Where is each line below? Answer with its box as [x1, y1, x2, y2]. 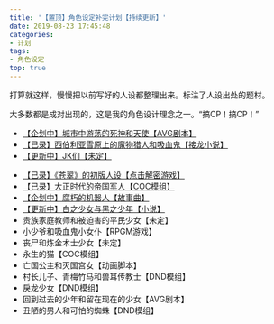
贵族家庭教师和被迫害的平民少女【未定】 [22, 214, 173, 226]
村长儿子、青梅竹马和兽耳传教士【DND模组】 [22, 271, 191, 282]
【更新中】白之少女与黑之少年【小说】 [22, 203, 165, 214]
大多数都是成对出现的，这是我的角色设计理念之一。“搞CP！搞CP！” [9, 108, 260, 119]
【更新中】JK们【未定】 [22, 150, 113, 161]
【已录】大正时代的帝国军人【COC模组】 [22, 181, 175, 191]
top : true [9, 64, 47, 73]
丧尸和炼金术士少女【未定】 [22, 236, 126, 248]
